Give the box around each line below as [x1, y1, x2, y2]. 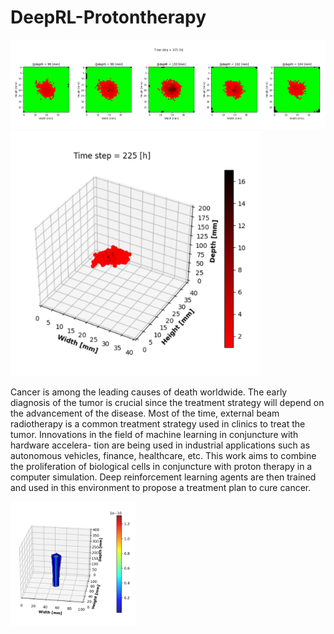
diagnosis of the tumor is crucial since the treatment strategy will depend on [10, 396, 325, 408]
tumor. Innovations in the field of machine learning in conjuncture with [10, 428, 299, 440]
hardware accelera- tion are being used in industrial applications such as [10, 439, 311, 451]
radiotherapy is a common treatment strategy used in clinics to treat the [10, 417, 306, 430]
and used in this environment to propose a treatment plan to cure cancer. [10, 481, 312, 493]
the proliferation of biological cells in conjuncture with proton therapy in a [10, 460, 313, 472]
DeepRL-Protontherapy [10, 6, 207, 29]
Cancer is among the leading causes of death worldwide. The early [10, 386, 288, 398]
